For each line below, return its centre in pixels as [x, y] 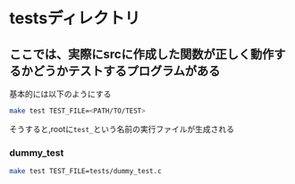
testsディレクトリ [75, 18]
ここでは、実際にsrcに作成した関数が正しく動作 [142, 54]
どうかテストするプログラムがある [126, 71]
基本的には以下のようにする [60, 94]
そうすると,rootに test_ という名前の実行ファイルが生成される [122, 129]
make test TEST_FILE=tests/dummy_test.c [86, 171]
